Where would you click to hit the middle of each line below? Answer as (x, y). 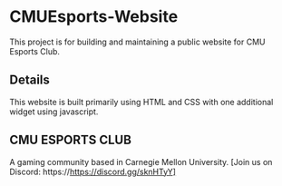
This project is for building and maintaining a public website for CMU (137, 42)
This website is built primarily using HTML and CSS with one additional (141, 102)
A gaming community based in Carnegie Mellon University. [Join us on (141, 162)
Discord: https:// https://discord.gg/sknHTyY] (93, 171)
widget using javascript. (54, 112)
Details (29, 80)
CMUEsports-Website (94, 17)
